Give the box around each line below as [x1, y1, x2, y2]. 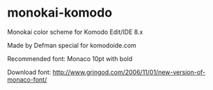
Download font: [7, 68, 52, 76]
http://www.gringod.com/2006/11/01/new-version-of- [52, 68, 206, 76]
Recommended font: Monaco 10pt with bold [7, 54, 133, 63]
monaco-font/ [7, 75, 47, 84]
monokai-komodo [7, 5, 113, 21]
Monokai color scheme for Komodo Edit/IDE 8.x [7, 28, 143, 36]
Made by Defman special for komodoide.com [7, 41, 137, 49]
